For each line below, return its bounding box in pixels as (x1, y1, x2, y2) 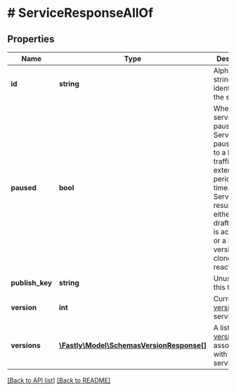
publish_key (11, 278, 53, 287)
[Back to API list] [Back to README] (7, 376, 111, 385)
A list (213, 323, 230, 333)
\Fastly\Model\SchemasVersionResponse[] (58, 340, 207, 350)
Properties (7, 33, 55, 45)
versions (11, 340, 41, 350)
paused (11, 183, 37, 192)
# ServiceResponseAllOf (7, 5, 154, 21)
